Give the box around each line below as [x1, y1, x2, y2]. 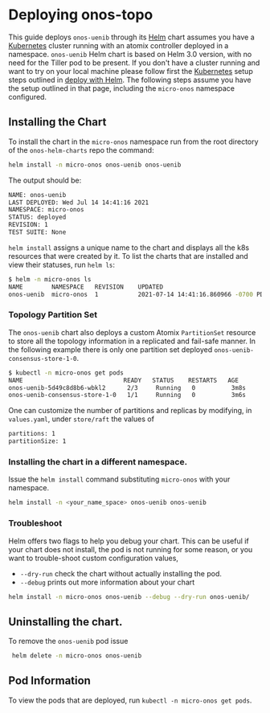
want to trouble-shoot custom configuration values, [8, 553, 179, 563]
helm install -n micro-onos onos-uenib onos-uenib [8, 161, 182, 169]
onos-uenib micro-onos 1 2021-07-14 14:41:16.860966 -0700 [8, 290, 253, 298]
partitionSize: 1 [8, 437, 67, 445]
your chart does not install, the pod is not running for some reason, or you [8, 544, 253, 554]
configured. [8, 92, 47, 101]
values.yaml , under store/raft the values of [8, 414, 155, 424]
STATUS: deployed [8, 213, 67, 222]
